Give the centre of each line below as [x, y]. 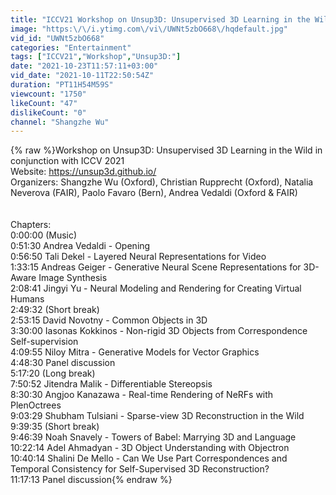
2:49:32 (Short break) [55, 310]
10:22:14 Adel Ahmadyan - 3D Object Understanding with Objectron [150, 448]
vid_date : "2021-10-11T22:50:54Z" [82, 76]
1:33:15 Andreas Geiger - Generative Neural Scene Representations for [156, 267]
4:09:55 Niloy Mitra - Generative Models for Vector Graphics [135, 352]
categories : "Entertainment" [71, 47]
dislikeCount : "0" [48, 112]
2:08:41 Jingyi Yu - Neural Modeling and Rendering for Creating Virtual [156, 288]
